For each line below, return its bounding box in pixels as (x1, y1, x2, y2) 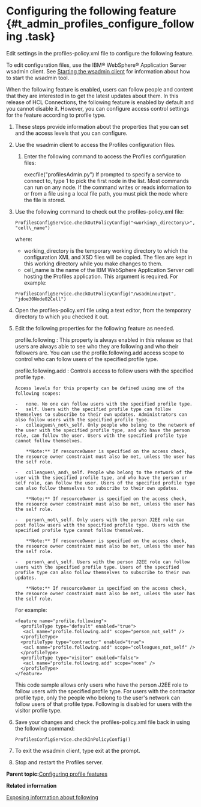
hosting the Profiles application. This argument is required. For (23, 273, 178, 280)
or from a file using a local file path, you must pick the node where (23, 190, 188, 197)
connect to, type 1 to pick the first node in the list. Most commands (23, 177, 189, 184)
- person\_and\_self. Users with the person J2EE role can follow (14, 558, 190, 565)
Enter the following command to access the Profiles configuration (23, 152, 186, 160)
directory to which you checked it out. (14, 313, 109, 320)
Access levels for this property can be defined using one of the (14, 385, 185, 391)
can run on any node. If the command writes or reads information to (23, 184, 192, 191)
